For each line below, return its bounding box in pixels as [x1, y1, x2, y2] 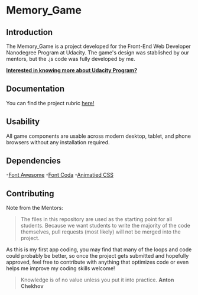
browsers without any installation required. [6, 138, 111, 145]
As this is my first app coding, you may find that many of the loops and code [6, 246, 192, 253]
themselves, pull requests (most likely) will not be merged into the [20, 228, 181, 235]
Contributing [6, 189, 54, 199]
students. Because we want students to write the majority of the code [20, 222, 190, 229]
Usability [6, 116, 40, 127]
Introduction [6, 27, 53, 37]
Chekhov [20, 283, 44, 290]
